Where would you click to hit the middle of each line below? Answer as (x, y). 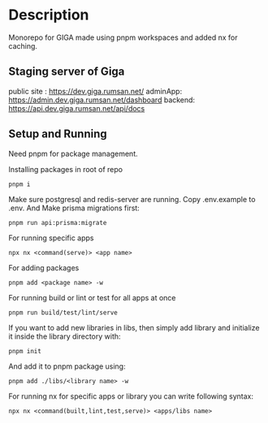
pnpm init (25, 351)
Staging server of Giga (67, 72)
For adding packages (44, 268)
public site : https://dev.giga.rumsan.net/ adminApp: (95, 91)
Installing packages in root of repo (66, 169)
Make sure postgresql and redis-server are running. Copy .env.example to (132, 199)
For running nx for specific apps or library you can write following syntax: (131, 396)
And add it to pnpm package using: (67, 366)
